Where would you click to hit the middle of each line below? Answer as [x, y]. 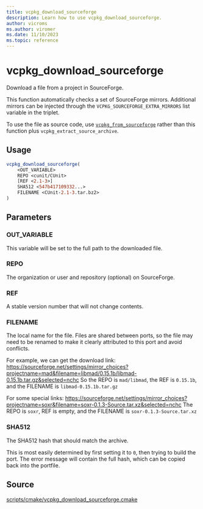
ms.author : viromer [31, 29]
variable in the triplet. [33, 112]
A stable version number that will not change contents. [75, 307]
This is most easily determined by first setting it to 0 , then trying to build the [101, 452]
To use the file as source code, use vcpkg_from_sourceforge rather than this [101, 124]
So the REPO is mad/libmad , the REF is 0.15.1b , [138, 380]
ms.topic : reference [33, 40]
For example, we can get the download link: [61, 360]
